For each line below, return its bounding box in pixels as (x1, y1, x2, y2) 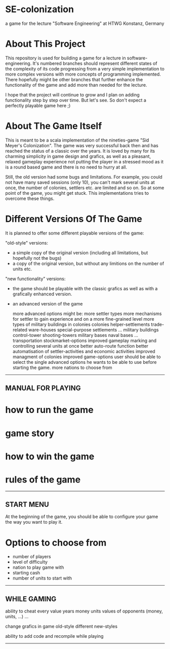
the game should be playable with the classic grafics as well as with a (12, 285, 158, 291)
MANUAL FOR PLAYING (5, 384, 81, 393)
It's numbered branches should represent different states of (32, 60, 158, 66)
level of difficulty (12, 559, 48, 565)
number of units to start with (12, 575, 72, 582)
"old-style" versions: (5, 240, 48, 246)
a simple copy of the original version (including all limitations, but (12, 250, 148, 256)
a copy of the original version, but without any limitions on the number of (12, 260, 164, 266)
